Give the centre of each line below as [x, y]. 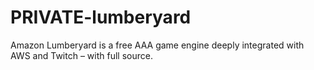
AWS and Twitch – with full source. [81, 55]
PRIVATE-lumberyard [101, 17]
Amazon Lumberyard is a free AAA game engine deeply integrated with [157, 45]
